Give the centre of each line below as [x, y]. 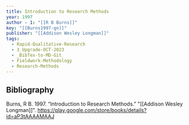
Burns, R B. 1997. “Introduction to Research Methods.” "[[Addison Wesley [94, 104]
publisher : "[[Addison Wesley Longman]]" [58, 33]
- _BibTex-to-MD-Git [37, 55]
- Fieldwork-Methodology [42, 60]
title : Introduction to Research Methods [58, 11]
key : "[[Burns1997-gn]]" [37, 28]
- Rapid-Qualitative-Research [48, 45]
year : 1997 [19, 17]
